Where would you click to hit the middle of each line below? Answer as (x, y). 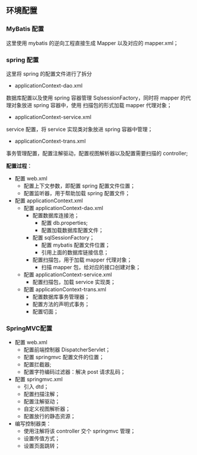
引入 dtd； (36, 387)
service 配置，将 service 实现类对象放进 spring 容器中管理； (80, 129)
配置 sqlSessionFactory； (63, 237)
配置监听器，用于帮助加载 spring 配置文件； (77, 193)
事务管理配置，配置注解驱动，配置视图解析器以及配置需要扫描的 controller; (97, 153)
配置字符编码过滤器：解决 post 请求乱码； (75, 372)
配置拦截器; (37, 364)
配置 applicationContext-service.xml (68, 275)
